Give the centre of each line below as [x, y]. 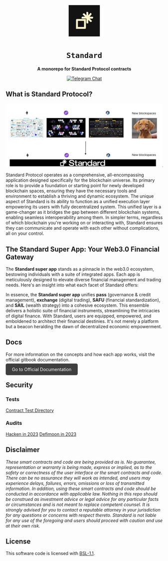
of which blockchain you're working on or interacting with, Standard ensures [84, 223]
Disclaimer [23, 450]
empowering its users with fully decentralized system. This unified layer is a [84, 207]
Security [19, 385]
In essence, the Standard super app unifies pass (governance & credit [78, 295]
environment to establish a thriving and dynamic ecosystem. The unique [80, 196]
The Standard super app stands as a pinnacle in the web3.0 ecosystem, [80, 269]
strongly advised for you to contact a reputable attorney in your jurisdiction [83, 509]
